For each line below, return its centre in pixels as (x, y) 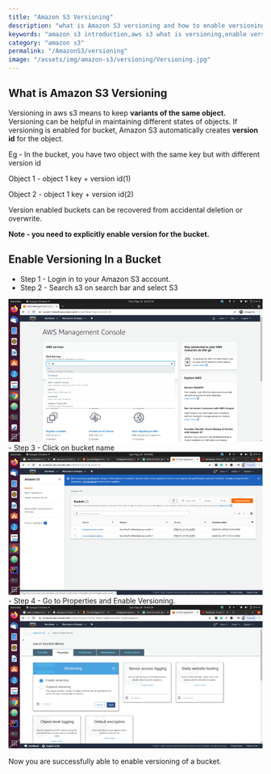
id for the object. (36, 138)
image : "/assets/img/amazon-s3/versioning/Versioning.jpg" (110, 60)
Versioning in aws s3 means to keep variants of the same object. (117, 112)
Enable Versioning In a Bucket (85, 260)
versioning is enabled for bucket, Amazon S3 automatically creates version (133, 130)
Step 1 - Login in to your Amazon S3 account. (95, 279)
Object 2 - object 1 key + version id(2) (71, 194)
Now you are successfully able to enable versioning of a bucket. (115, 761)
